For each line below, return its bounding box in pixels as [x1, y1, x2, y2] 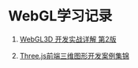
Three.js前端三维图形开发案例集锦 [19, 51, 130, 60]
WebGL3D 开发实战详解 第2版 [19, 34, 117, 44]
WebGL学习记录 [8, 7, 113, 25]
